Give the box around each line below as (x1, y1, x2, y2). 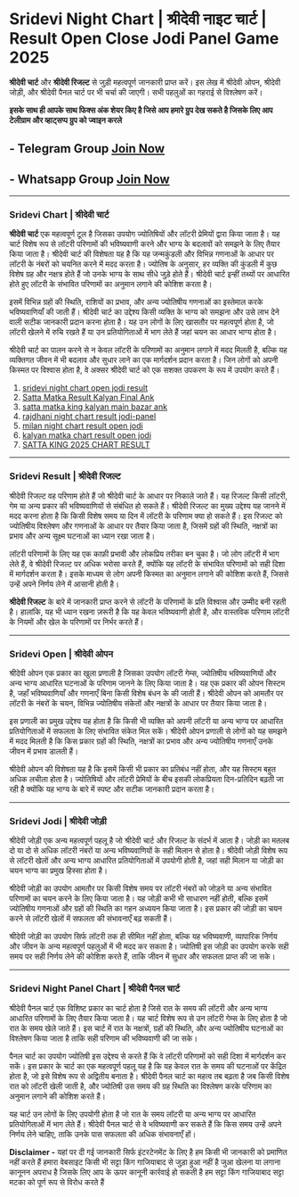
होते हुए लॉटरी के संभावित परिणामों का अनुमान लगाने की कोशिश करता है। (9, 279, 213, 290)
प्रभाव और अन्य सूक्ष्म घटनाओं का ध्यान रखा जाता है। (9, 531, 156, 541)
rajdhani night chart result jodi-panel (21, 411, 157, 422)
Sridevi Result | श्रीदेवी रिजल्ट (9, 470, 122, 483)
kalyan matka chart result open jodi (21, 430, 152, 441)
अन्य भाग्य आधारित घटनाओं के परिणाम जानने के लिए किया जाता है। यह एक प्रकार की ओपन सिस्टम (9, 678, 286, 689)
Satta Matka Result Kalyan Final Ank (21, 392, 155, 403)
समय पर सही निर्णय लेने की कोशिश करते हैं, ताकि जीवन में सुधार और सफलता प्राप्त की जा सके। (9, 951, 276, 962)
